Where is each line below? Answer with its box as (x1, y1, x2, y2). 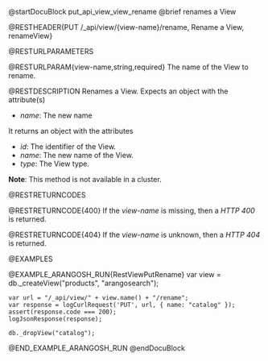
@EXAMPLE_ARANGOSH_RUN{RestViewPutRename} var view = (8, 270, 221, 279)
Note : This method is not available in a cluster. (8, 175, 163, 184)
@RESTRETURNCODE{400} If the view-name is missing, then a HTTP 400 (8, 205, 255, 215)
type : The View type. (19, 159, 90, 168)
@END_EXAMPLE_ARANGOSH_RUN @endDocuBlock (8, 343, 185, 353)
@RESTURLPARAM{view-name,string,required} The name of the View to (8, 62, 249, 72)
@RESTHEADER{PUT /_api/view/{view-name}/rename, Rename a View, (8, 23, 245, 31)
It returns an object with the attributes (8, 127, 134, 135)
